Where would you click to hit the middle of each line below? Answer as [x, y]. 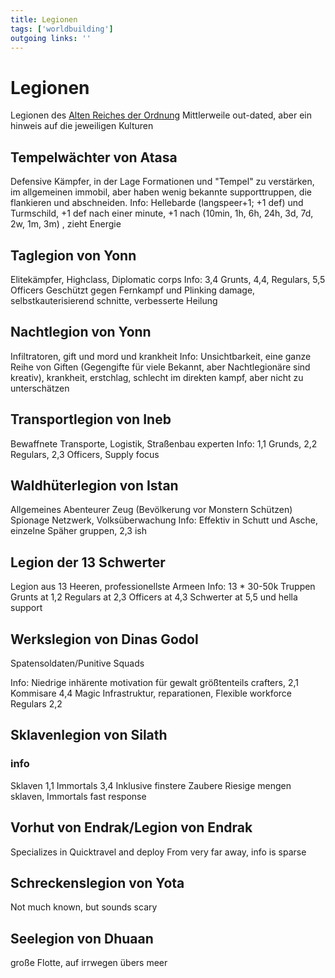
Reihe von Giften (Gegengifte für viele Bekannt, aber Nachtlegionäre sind [160, 367]
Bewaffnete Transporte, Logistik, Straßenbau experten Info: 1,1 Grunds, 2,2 [164, 443]
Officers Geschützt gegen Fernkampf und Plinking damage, [133, 290]
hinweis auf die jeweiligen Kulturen [82, 126]
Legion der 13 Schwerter [88, 562]
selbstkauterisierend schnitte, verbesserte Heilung [114, 300]
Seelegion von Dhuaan [82, 938]
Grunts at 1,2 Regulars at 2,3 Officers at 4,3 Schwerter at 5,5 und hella [154, 597]
